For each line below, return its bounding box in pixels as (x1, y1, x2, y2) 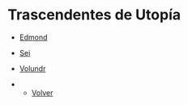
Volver (31, 87, 53, 98)
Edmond (19, 32, 48, 42)
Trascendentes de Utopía (7, 6, 182, 24)
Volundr (19, 63, 46, 73)
